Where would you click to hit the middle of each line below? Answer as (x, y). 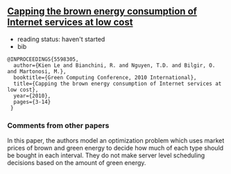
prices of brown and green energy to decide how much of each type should (115, 148)
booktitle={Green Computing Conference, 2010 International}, (105, 77)
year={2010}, (32, 96)
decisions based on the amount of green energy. (77, 163)
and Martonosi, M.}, (37, 71)
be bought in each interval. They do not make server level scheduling (106, 155)
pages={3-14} (32, 102)
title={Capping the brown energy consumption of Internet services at (118, 84)
